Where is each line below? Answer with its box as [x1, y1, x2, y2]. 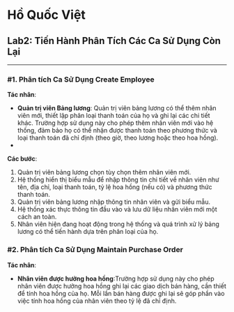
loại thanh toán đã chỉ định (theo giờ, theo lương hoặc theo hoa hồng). [17, 133, 219, 142]
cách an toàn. [17, 213, 57, 221]
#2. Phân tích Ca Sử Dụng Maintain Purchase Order [7, 245, 183, 255]
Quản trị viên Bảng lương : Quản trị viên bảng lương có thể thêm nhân [17, 104, 217, 112]
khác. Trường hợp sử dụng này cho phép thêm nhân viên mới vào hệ [17, 119, 214, 127]
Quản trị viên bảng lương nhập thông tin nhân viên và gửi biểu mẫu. [17, 198, 211, 206]
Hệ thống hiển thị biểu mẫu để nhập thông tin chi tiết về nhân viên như [17, 175, 219, 184]
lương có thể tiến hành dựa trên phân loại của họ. [17, 228, 159, 236]
